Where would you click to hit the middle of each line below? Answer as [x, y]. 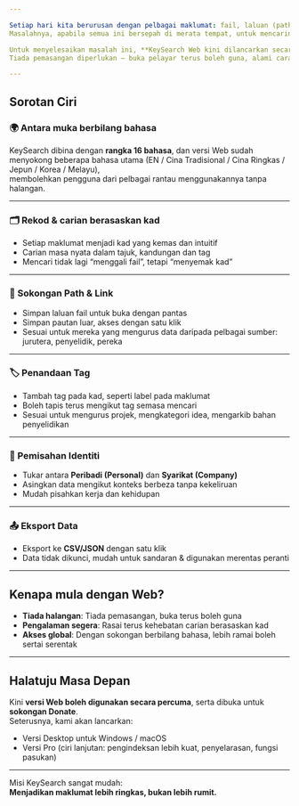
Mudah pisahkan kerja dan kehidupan [91, 494]
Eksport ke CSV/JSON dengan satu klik [94, 549]
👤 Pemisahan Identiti [55, 455]
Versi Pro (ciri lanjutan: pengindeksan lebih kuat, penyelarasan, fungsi [150, 748]
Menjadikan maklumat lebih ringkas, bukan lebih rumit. [113, 793]
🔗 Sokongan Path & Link [61, 293]
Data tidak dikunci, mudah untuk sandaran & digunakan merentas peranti [155, 558]
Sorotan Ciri [43, 102]
